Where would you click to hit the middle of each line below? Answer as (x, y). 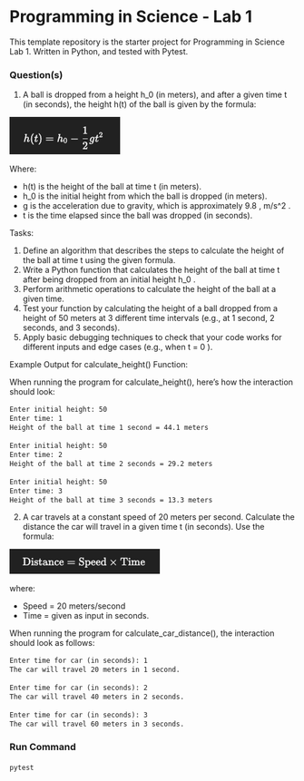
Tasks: (22, 233)
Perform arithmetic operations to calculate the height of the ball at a (149, 289)
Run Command (43, 747)
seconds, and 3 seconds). (71, 327)
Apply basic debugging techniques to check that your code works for (152, 337)
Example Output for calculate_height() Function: (99, 365)
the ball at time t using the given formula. (99, 260)
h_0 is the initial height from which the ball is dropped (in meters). (145, 196)
